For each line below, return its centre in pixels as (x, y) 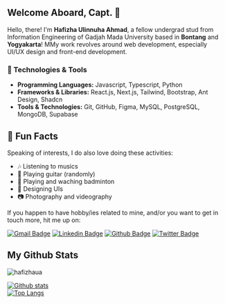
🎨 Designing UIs (40, 189)
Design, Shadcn (40, 100)
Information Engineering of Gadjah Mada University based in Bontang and (113, 37)
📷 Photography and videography (64, 196)
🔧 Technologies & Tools (47, 69)
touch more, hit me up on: (44, 220)
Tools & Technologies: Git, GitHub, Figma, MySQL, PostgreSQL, (108, 107)
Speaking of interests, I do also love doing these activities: (90, 153)
